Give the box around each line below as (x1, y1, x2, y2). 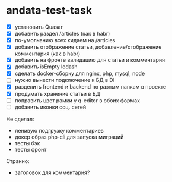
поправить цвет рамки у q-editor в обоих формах (14, 96, 141, 104)
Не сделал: (6, 115, 34, 123)
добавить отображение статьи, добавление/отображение (14, 43, 162, 51)
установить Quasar (14, 23, 63, 30)
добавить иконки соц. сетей (14, 103, 87, 111)
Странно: (6, 157, 30, 164)
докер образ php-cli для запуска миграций (14, 133, 124, 140)
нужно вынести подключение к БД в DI (14, 77, 115, 84)
